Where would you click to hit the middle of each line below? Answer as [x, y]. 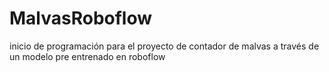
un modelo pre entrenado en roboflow [87, 56]
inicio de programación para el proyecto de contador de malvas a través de [164, 46]
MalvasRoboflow [81, 18]
